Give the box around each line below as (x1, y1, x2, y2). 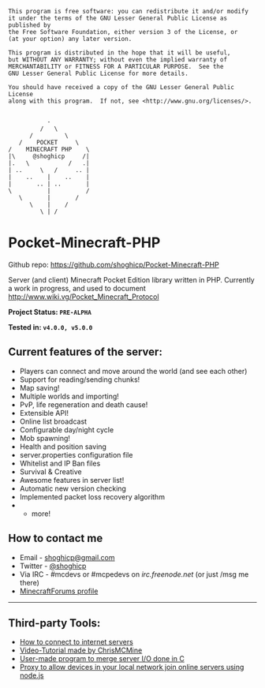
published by (8, 21, 51, 29)
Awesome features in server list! (19, 475, 125, 484)
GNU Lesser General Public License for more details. (8, 69, 189, 77)
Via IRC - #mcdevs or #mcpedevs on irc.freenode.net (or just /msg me (19, 569, 249, 579)
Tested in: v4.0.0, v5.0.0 (8, 322, 93, 331)
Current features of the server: (8, 346, 163, 359)
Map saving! (19, 383, 61, 392)
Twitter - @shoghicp (19, 561, 87, 570)
